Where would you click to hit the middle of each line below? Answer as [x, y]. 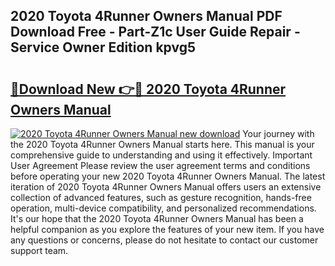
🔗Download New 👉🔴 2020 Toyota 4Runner [148, 89]
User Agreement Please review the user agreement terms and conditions [160, 165]
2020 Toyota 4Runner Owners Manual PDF [146, 16]
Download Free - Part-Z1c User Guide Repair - [155, 32]
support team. [39, 250]
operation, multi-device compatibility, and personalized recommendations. [163, 208]
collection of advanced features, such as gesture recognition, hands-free [161, 197]
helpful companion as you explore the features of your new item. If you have [167, 229]
